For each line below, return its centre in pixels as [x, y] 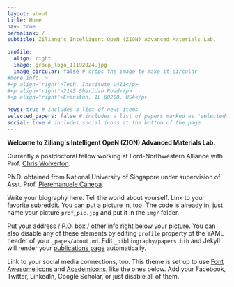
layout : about [28, 14]
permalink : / [26, 33]
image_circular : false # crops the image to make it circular [106, 71]
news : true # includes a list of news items [73, 110]
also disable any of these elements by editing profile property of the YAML [116, 233]
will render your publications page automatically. [77, 248]
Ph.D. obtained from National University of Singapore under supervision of [114, 177]
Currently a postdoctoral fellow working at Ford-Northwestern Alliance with [115, 156]
